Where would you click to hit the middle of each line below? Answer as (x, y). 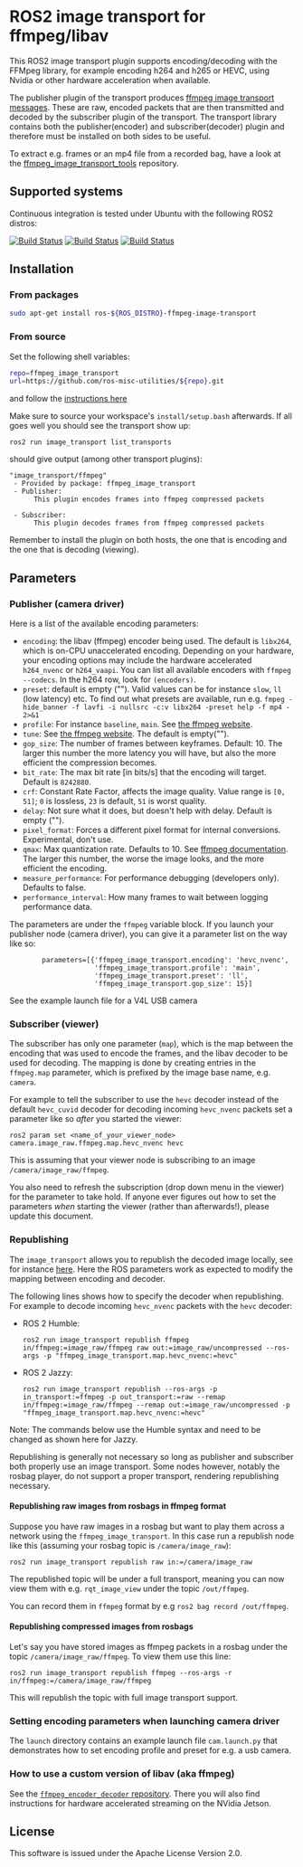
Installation (42, 269)
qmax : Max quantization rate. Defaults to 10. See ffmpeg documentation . (155, 849)
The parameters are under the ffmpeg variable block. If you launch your (142, 924)
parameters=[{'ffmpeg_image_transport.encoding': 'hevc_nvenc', (166, 961)
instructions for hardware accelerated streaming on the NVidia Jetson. (140, 1803)
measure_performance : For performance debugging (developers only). (151, 878)
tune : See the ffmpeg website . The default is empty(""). (126, 734)
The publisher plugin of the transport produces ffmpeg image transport (142, 98)
